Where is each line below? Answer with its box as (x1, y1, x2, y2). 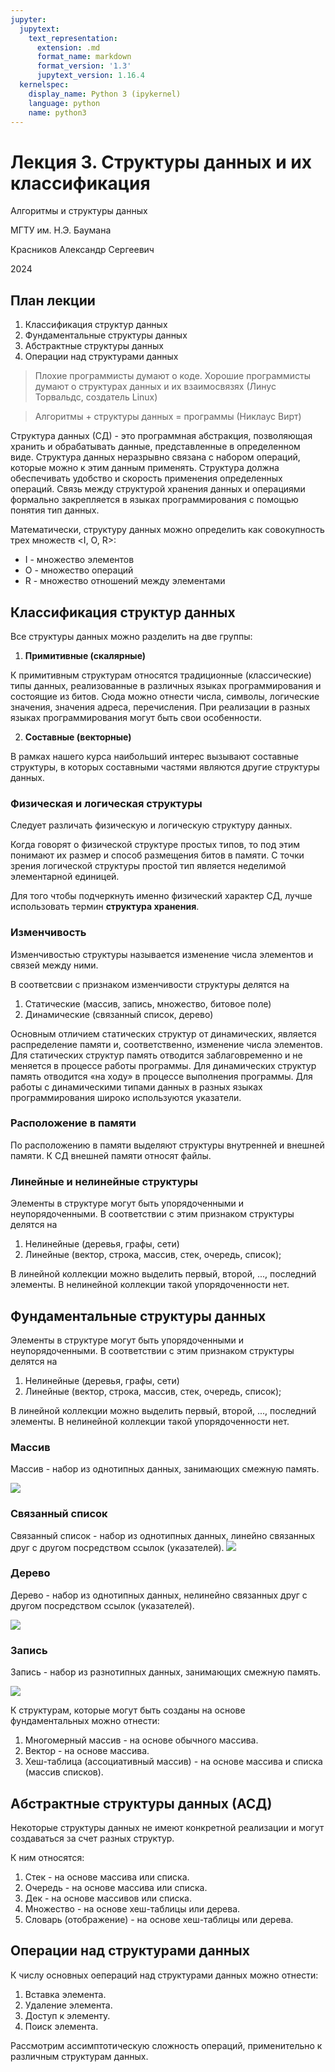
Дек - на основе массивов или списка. (24, 1892, 193, 1904)
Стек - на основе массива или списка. (24, 1871, 190, 1883)
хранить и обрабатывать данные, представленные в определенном (10, 441, 301, 453)
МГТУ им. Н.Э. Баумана (10, 224, 112, 236)
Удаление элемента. (24, 1999, 113, 2011)
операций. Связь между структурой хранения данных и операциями (10, 483, 306, 495)
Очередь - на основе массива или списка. (24, 1881, 208, 1893)
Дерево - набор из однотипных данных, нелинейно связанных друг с (10, 1589, 308, 1601)
